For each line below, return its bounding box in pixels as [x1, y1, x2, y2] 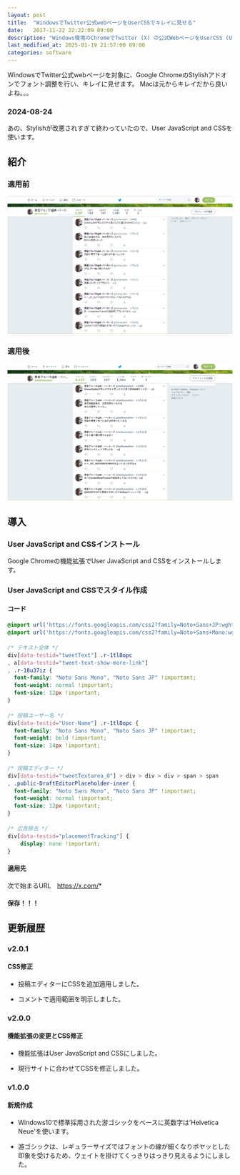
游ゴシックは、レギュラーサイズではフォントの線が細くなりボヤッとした [17, 1142, 231, 1151]
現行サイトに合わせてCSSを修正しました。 [17, 1064, 144, 1072]
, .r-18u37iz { [7, 667, 53, 674]
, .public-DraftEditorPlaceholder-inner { [7, 780, 136, 787]
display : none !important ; [20, 840, 101, 847]
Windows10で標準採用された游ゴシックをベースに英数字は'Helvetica [17, 1119, 219, 1127]
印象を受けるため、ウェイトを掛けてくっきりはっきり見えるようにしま [17, 1151, 224, 1160]
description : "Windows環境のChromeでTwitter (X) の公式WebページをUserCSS [7, 34, 223, 41]
